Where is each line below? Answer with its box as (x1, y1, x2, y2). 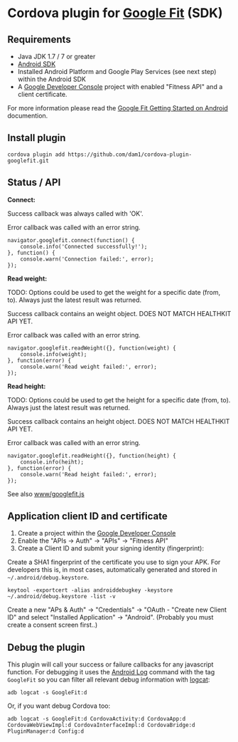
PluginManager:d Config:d (7, 728, 84, 735)
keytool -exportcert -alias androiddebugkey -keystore (7, 587, 173, 594)
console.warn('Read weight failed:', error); (20, 363, 158, 370)
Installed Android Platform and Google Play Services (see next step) (17, 68, 217, 75)
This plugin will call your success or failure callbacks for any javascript (7, 660, 214, 669)
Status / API (7, 177, 61, 189)
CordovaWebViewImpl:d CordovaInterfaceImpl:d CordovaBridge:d (7, 721, 195, 729)
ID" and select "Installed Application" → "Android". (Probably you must (7, 613, 214, 622)
